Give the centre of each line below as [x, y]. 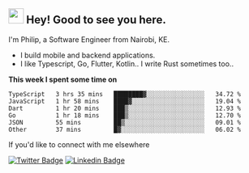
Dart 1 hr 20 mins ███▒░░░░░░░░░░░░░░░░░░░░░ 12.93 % [125, 108]
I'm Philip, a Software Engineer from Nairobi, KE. [89, 39]
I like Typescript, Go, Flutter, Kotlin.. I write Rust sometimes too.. [127, 63]
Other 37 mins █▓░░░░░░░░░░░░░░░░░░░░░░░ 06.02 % [125, 129]
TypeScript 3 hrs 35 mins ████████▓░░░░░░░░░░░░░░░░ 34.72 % [125, 94]
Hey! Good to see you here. [96, 20]
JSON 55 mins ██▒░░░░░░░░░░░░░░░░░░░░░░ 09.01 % [125, 122]
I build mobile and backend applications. [88, 55]
